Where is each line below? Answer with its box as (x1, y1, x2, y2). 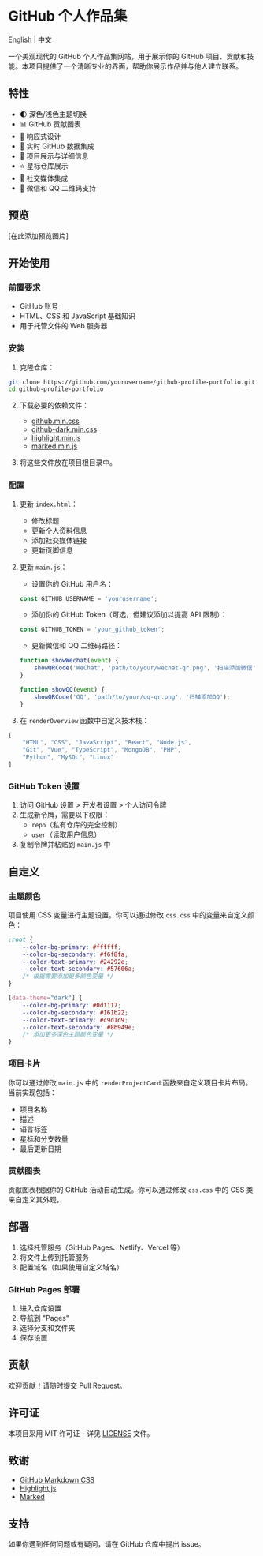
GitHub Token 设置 (8, 781, 80, 792)
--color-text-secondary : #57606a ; (22, 965, 135, 973)
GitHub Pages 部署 (8, 1284, 80, 1295)
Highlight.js (19, 1483, 57, 1493)
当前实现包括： (8, 1087, 57, 1097)
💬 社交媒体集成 (19, 173, 69, 182)
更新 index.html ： (19, 499, 79, 508)
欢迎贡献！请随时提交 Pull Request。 (8, 1381, 127, 1390)
